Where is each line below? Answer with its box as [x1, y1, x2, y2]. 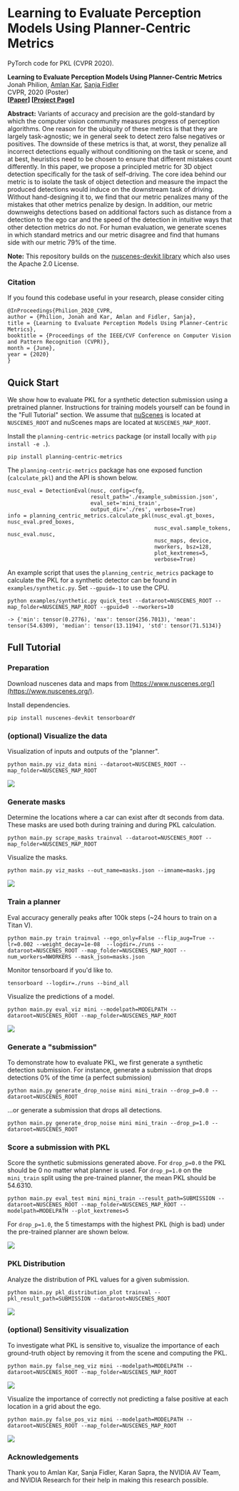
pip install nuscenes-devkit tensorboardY [7, 714, 136, 722]
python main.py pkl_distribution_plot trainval [7, 1288, 152, 1296]
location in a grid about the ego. [7, 1402, 101, 1410]
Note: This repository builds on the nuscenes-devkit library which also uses [7, 252, 230, 260]
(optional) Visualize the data [7, 731, 108, 741]
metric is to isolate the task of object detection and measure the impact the [7, 177, 228, 186]
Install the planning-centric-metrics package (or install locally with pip [7, 432, 217, 441]
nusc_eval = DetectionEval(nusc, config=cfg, [7, 487, 145, 495]
